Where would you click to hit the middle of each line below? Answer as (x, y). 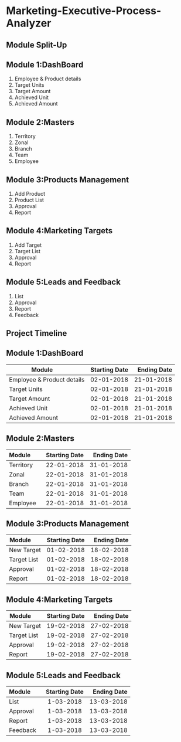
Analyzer (29, 23)
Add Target (28, 245)
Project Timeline (37, 333)
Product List (29, 200)
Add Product (30, 194)
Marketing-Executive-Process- (84, 11)
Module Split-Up (37, 45)
